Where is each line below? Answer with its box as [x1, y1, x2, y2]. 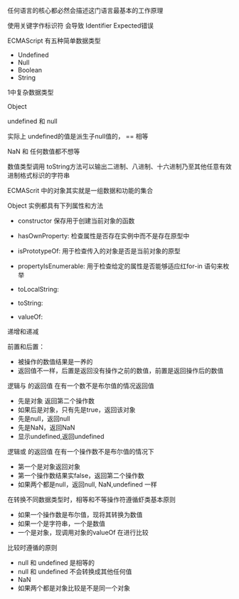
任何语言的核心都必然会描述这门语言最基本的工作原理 [7, 6, 164, 14]
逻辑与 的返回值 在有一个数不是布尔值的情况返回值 [7, 381, 154, 390]
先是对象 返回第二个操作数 [17, 397, 95, 405]
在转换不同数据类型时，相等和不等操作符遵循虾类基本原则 [7, 495, 176, 504]
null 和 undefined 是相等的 [17, 558, 95, 567]
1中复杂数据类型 [7, 88, 54, 96]
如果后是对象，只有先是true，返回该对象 [17, 405, 137, 414]
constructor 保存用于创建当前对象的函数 [17, 216, 135, 225]
